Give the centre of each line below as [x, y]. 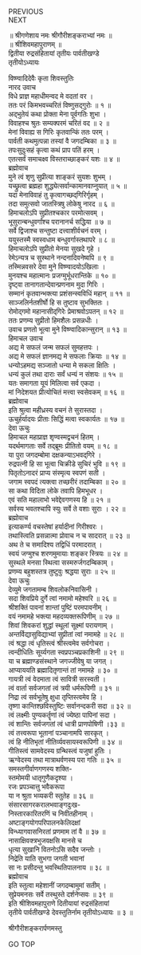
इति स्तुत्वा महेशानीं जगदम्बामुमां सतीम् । [57, 885]
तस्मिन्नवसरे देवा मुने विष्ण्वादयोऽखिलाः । [57, 267]
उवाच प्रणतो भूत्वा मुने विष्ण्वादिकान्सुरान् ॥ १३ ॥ [68, 329]
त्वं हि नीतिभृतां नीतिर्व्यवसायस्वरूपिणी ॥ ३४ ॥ [65, 742]
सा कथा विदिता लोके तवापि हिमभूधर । [56, 491]
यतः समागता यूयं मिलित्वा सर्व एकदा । [55, 383]
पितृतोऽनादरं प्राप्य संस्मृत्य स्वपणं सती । [57, 473]
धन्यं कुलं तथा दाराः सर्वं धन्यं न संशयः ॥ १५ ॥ [66, 374]
